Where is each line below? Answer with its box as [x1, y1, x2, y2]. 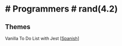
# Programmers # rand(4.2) [5, 3, 118, 15]
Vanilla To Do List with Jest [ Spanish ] [5, 35, 79, 41]
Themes [5, 23, 31, 31]
